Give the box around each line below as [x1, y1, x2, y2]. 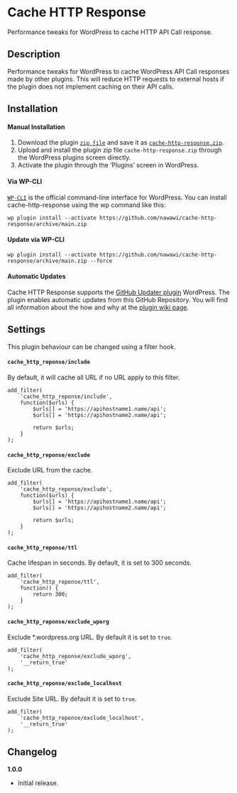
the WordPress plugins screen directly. [17, 153, 131, 162]
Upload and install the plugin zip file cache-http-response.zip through [17, 146, 222, 155]
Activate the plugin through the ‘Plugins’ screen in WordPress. [17, 161, 199, 170]
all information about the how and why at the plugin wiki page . [7, 303, 189, 311]
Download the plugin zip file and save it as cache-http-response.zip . [17, 138, 224, 147]
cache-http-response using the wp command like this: [7, 200, 166, 209]
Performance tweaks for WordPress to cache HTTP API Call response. [7, 28, 213, 36]
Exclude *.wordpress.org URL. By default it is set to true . [7, 633, 172, 641]
